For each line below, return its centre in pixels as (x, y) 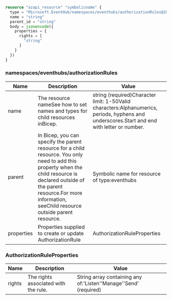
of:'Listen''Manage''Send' (108, 284)
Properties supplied (61, 227)
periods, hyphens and (119, 114)
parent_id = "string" (33, 22)
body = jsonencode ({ (32, 26)
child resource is (58, 173)
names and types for (62, 111)
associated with (46, 284)
